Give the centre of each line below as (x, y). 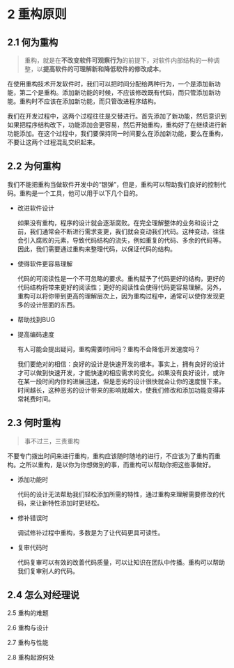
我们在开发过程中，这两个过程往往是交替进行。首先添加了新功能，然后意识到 (117, 116)
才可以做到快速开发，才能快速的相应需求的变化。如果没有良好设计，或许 (121, 372)
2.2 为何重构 (34, 166)
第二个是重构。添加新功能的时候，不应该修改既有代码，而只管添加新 (117, 92)
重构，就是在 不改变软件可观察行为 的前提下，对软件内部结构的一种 (119, 60)
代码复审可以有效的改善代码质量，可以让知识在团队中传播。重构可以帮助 (121, 562)
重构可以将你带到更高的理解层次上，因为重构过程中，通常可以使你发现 (118, 296)
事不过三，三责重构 (52, 441)
